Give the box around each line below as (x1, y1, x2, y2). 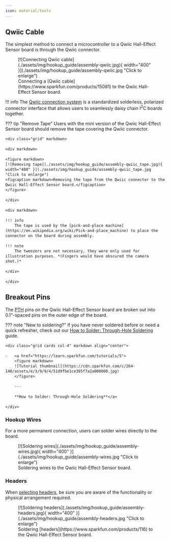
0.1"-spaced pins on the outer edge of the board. (5, 312, 108, 318)
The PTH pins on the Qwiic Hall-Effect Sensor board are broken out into (5, 306, 156, 313)
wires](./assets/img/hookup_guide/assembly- (44, 443, 139, 449)
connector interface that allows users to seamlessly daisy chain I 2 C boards (5, 105, 163, 112)
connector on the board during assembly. (5, 234, 95, 239)
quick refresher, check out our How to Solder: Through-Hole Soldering (5, 327, 154, 333)
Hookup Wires (5, 416, 42, 423)
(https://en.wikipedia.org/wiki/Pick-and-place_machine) (5, 228, 129, 234)
